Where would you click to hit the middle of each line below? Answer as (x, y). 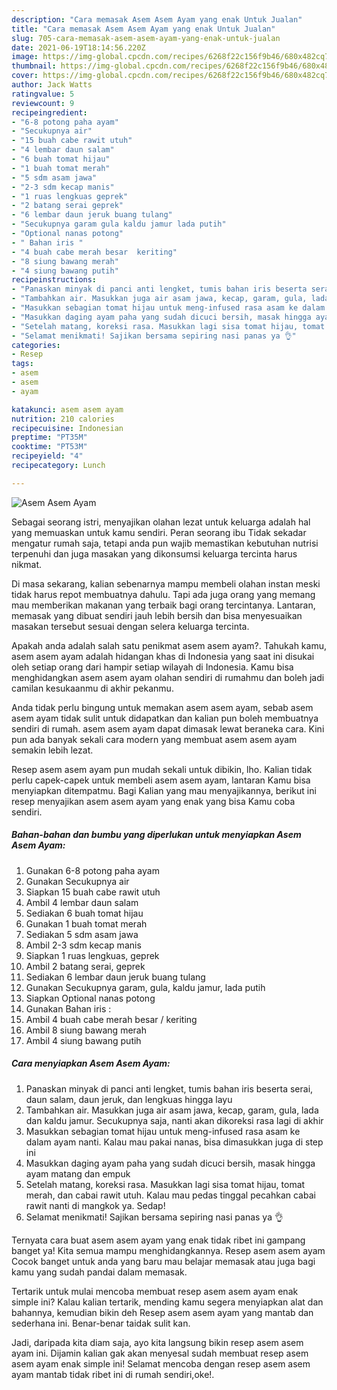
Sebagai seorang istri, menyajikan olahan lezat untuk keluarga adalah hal (161, 522)
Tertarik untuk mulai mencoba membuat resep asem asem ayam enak (155, 1291)
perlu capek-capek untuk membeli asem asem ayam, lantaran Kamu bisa (161, 780)
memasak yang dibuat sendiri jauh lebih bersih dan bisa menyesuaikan (157, 615)
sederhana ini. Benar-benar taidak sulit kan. (101, 1323)
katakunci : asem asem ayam (67, 409)
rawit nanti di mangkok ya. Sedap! (95, 1205)
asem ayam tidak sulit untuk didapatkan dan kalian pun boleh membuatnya (165, 718)
